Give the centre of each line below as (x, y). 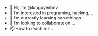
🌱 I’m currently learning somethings (45, 18)
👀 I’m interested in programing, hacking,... (51, 13)
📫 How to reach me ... (32, 28)
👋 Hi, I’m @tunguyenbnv (34, 8)
